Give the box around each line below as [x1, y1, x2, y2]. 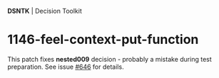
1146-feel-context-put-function [7, 32, 199, 48]
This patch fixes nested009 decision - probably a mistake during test [7, 55, 212, 63]
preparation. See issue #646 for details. [7, 62, 124, 71]
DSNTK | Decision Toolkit [7, 7, 82, 15]
